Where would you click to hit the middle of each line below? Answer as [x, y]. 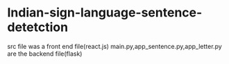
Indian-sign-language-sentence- [105, 13]
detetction [37, 27]
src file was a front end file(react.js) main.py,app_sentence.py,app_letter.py [114, 46]
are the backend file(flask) [45, 54]
